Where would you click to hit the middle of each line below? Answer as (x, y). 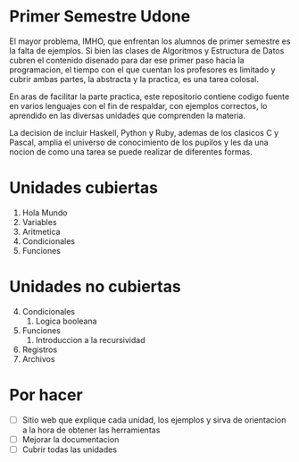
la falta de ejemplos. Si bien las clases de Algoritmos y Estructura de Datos (147, 50)
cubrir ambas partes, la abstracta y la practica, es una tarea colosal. (134, 79)
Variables (39, 222)
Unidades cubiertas (84, 188)
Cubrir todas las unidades (70, 449)
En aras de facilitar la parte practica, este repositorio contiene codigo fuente (149, 97)
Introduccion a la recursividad (90, 340)
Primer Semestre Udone (100, 17)
